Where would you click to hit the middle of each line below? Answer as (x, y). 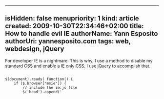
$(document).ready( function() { (39, 79)
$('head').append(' (42, 92)
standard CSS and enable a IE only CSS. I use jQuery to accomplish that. (78, 66)
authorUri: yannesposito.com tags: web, (68, 41)
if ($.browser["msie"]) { (40, 83)
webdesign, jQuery (35, 49)
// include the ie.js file (50, 88)
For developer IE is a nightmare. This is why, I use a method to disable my (79, 60)
